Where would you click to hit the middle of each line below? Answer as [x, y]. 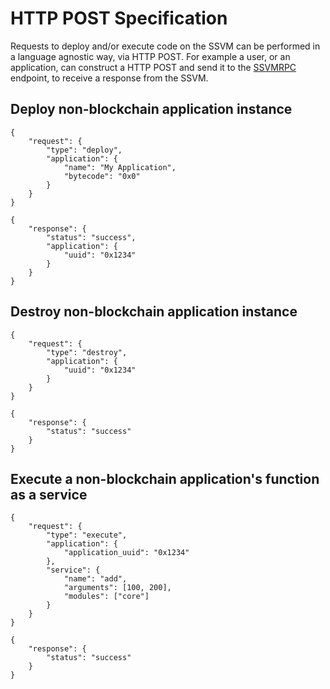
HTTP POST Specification [119, 18]
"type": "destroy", [87, 352]
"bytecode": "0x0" [102, 176]
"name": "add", [95, 579]
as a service [49, 494]
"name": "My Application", [120, 167]
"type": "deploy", [84, 150]
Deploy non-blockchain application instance [151, 109]
